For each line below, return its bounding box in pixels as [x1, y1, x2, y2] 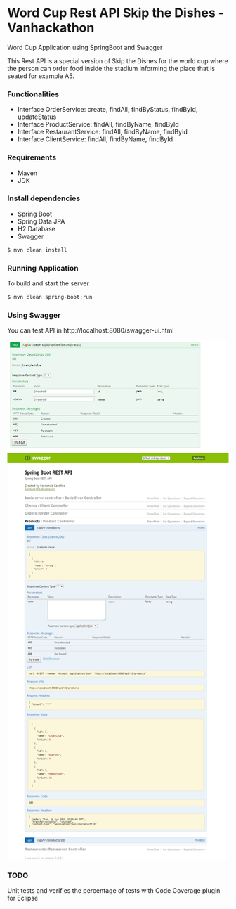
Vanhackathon [7, 20, 95, 36]
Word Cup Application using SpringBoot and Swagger [7, 43, 163, 51]
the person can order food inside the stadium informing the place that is [7, 64, 216, 72]
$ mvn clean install [7, 246, 68, 254]
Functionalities [7, 89, 60, 99]
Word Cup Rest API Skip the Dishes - [7, 5, 225, 21]
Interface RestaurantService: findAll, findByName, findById [17, 128, 188, 136]
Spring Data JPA [17, 217, 65, 226]
